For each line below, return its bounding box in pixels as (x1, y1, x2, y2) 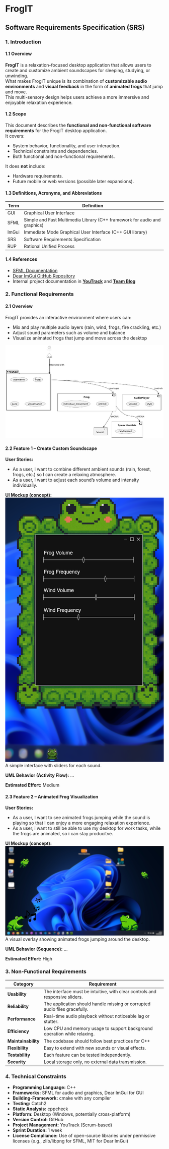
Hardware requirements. (12, 173, 63, 179)
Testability (7, 1052, 30, 1058)
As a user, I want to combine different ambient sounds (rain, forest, (12, 466, 151, 472)
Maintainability (7, 1038, 40, 1044)
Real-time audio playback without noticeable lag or (43, 1013, 150, 1019)
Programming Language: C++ (12, 1084, 76, 1090)
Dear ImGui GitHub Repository (12, 273, 75, 279)
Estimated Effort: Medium (5, 782, 60, 788)
